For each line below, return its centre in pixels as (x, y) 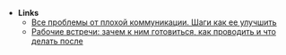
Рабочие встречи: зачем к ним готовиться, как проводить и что (153, 31)
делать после (57, 41)
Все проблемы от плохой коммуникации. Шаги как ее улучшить (154, 22)
